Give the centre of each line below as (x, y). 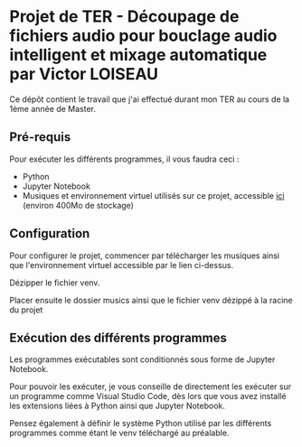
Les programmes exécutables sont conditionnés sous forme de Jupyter (142, 359)
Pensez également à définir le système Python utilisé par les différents (141, 424)
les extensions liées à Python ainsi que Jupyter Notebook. (118, 406)
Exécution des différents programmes (118, 337)
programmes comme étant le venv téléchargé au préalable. (119, 433)
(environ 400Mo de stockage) (78, 205)
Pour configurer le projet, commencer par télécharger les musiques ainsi (145, 256)
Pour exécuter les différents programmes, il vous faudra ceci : (124, 159)
